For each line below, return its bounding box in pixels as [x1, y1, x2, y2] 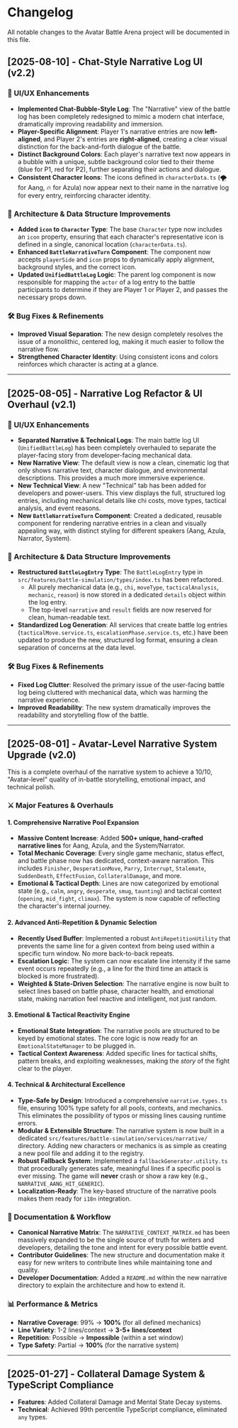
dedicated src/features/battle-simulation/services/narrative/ [17, 1134, 208, 1142]
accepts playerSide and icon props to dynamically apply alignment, [17, 255, 215, 264]
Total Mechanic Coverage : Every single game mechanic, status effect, [17, 849, 225, 858]
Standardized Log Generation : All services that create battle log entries [17, 621, 228, 629]
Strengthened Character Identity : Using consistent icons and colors [17, 352, 218, 361]
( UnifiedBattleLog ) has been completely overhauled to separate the [17, 443, 217, 452]
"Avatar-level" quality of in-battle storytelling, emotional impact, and [7, 775, 205, 784]
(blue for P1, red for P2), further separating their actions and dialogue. [17, 165, 222, 173]
